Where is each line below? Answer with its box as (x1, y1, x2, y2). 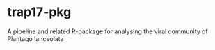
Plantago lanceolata (7, 34, 64, 42)
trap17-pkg (7, 4, 72, 20)
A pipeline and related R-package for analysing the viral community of (7, 27, 208, 35)
